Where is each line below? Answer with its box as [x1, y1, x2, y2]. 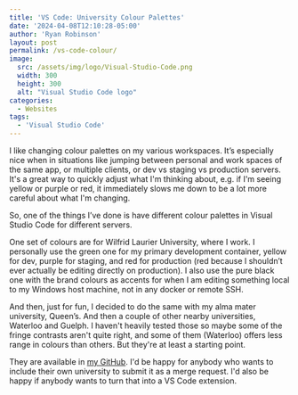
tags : [9, 112, 29, 121]
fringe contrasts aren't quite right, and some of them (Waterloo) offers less [9, 330, 283, 340]
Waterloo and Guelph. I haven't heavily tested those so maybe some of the [9, 320, 283, 331]
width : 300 [17, 71, 58, 80]
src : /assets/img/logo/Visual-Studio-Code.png [17, 63, 193, 72]
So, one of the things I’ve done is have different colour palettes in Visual [9, 210, 273, 220]
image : [9, 54, 34, 63]
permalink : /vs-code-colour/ [9, 46, 117, 55]
